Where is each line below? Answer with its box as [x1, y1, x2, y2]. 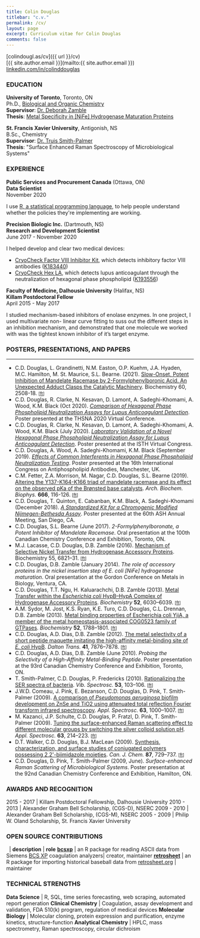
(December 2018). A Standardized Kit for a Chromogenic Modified [14, 504, 178, 511]
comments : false [6, 36, 46, 42]
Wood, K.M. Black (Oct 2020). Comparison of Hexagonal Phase [14, 402, 171, 409]
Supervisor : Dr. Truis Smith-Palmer [6, 137, 93, 144]
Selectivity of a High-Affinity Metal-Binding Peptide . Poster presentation [14, 656, 192, 663]
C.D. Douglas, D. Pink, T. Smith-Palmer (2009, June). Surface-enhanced [14, 757, 192, 764]
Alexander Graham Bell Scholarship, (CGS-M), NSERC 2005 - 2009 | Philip [6, 811, 189, 818]
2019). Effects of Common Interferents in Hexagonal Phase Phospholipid [14, 453, 193, 460]
